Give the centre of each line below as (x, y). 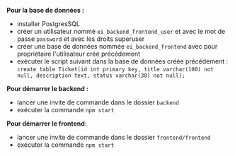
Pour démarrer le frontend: (47, 124)
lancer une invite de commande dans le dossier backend (98, 102)
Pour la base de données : (45, 10)
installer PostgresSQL (48, 24)
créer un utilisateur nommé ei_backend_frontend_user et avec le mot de (121, 31)
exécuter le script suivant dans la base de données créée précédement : (122, 61)
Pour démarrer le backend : (48, 89)
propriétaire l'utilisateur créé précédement (79, 54)
